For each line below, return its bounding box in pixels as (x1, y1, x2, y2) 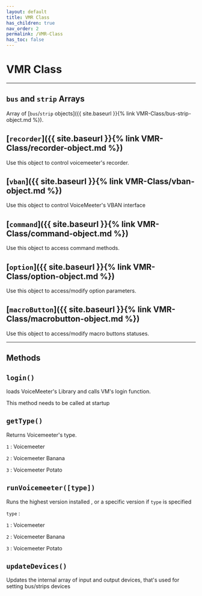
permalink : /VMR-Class (6, 31, 63, 37)
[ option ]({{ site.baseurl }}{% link (6, 262, 132, 272)
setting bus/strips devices (6, 583, 71, 590)
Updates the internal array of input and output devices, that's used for (6, 576, 180, 583)
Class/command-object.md (6, 228, 112, 239)
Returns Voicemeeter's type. (6, 431, 77, 439)
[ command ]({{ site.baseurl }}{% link (6, 219, 136, 229)
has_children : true (6, 20, 55, 26)
